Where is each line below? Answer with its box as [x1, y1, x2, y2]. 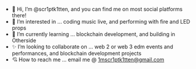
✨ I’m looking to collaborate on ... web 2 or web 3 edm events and [11, 43, 173, 50]
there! [11, 12, 27, 19]
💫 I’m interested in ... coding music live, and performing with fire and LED [11, 18, 191, 25]
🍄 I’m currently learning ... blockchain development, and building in [11, 31, 175, 38]
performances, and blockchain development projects [11, 50, 141, 57]
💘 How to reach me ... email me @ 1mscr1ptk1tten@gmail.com [11, 56, 165, 63]
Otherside [11, 37, 37, 44]
